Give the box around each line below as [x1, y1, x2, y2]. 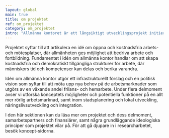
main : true [5, 12, 28, 17]
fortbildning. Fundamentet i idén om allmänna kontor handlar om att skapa [5, 55, 158, 61]
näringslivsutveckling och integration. [5, 102, 83, 108]
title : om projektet [5, 17, 49, 22]
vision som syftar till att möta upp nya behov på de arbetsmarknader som [5, 81, 157, 87]
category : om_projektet [5, 26, 55, 31]
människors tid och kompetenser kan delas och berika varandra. [5, 66, 138, 72]
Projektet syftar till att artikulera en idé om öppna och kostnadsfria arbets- [5, 45, 159, 50]
